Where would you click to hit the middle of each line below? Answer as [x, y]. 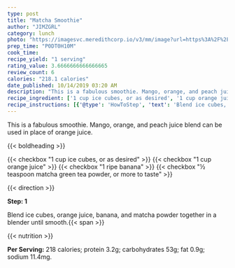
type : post [23, 14]
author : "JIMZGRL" [34, 27]
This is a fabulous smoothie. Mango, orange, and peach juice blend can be [115, 125]
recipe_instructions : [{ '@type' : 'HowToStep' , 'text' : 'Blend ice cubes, [117, 105]
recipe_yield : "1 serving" [47, 59]
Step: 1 [17, 201]
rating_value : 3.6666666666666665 [58, 66]
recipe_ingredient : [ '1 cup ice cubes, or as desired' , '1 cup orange [112, 99]
